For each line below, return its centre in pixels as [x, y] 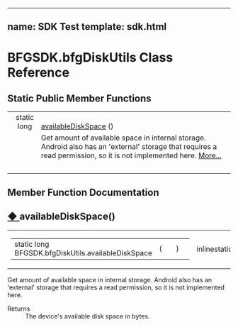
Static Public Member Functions [79, 98]
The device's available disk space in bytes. [87, 316]
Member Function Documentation [83, 192]
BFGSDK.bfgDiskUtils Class [90, 57]
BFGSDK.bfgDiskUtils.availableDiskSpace [83, 253]
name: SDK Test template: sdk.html [87, 27]
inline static [215, 249]
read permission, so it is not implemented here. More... [131, 155]
